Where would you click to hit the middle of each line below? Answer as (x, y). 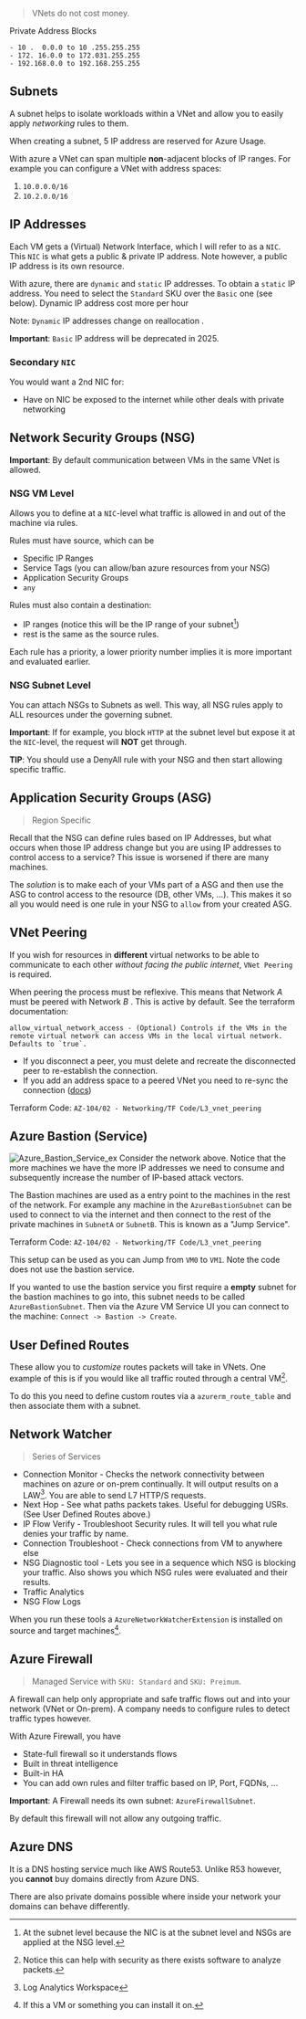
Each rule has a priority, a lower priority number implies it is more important (151, 651)
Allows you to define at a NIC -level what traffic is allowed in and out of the (148, 513)
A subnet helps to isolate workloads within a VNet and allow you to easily (147, 113)
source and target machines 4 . (65, 1630)
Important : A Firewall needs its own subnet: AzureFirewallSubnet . (133, 1800)
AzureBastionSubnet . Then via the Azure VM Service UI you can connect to (149, 1307)
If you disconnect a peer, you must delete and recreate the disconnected (159, 1061)
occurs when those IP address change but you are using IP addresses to (146, 847)
